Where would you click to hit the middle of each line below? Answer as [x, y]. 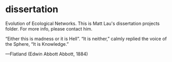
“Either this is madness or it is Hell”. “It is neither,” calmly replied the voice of [86, 39]
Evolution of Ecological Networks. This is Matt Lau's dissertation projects [83, 23]
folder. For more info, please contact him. [49, 28]
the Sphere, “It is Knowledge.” [37, 44]
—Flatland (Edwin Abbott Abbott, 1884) [47, 54]
